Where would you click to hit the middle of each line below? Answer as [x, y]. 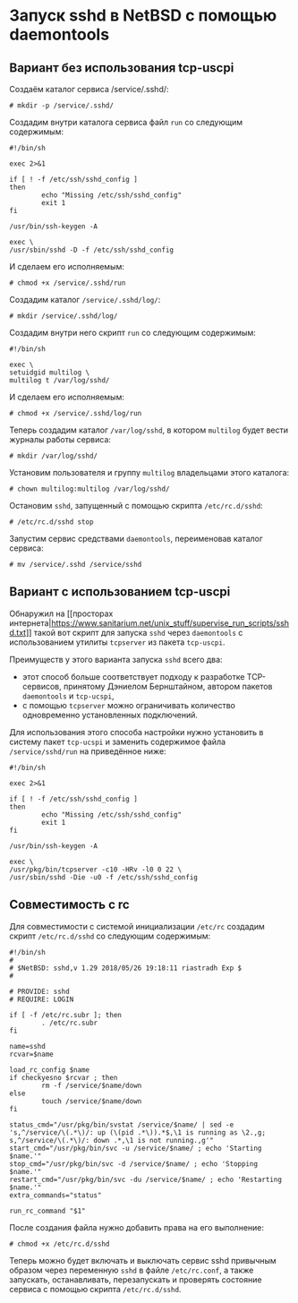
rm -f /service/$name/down [92, 1085]
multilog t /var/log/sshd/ [60, 381]
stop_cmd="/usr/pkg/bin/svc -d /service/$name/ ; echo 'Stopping [133, 1164]
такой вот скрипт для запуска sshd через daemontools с [138, 632]
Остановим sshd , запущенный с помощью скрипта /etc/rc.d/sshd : [136, 506]
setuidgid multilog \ [50, 373]
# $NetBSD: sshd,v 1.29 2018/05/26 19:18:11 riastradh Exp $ [126, 968]
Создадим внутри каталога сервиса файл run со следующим [126, 122]
